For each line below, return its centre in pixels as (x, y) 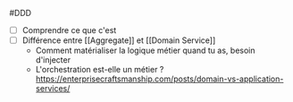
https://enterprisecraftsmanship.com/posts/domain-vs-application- (159, 79)
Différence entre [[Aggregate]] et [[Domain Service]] (119, 40)
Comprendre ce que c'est (69, 30)
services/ (53, 89)
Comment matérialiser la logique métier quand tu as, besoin (145, 51)
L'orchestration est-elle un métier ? (100, 70)
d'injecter (53, 60)
